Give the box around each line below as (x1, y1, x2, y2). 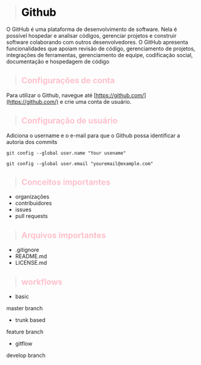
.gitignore (15, 246, 39, 254)
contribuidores (15, 200, 52, 207)
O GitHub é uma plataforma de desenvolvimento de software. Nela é (6, 26, 177, 33)
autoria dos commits (6, 138, 58, 145)
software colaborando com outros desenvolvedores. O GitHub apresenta (6, 38, 188, 46)
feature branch (6, 328, 44, 335)
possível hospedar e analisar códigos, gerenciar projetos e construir (6, 32, 177, 39)
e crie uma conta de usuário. (60, 98, 132, 105)
